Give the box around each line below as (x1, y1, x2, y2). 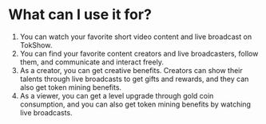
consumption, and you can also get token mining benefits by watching (19, 99, 252, 109)
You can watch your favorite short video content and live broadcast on (19, 32, 252, 41)
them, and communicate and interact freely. (19, 57, 164, 67)
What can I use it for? (8, 6, 152, 24)
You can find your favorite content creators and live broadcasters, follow (19, 48, 259, 58)
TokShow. (19, 40, 53, 49)
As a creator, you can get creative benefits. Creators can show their (19, 65, 244, 75)
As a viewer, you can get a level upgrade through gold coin (19, 91, 214, 100)
